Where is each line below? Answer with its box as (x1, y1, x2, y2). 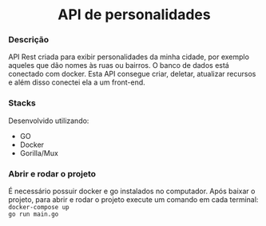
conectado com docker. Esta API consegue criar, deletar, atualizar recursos (8, 69, 256, 79)
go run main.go (8, 210, 59, 219)
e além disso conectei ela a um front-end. (8, 77, 145, 87)
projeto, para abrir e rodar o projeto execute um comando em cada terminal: (8, 195, 259, 204)
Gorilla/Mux (19, 148, 58, 157)
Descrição (8, 34, 50, 46)
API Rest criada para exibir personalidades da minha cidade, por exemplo (8, 52, 250, 61)
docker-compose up (8, 204, 69, 212)
